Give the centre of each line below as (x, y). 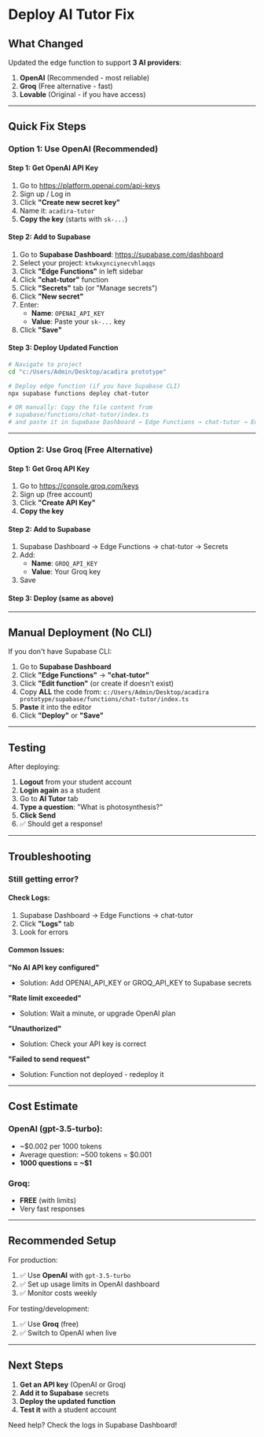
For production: (33, 1260)
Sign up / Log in (45, 194)
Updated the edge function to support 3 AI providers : (95, 62)
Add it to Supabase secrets (64, 1393)
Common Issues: (37, 950)
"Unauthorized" (35, 1028)
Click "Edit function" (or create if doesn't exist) (97, 684)
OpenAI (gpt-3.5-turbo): (55, 1129)
